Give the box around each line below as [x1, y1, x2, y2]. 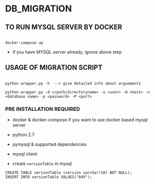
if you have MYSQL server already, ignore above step [12, 49, 122, 55]
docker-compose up [5, 40, 43, 45]
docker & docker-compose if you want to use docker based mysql [12, 117, 148, 123]
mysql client [12, 151, 37, 157]
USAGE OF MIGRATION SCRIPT [5, 63, 103, 72]
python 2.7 [12, 132, 35, 138]
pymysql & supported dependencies [12, 141, 87, 147]
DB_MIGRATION [5, 3, 72, 14]
